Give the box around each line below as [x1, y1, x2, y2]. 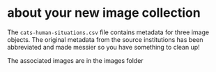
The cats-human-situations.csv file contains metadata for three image [7, 28, 210, 36]
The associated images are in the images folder [7, 56, 144, 64]
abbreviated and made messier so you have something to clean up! [7, 43, 200, 51]
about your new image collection [7, 5, 201, 21]
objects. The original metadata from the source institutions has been [7, 35, 203, 43]
